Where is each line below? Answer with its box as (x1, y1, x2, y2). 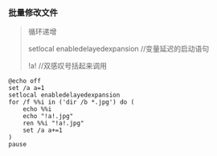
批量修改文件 (8, 6, 59, 18)
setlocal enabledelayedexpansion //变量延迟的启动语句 (27, 44, 210, 54)
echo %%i (23, 105, 52, 113)
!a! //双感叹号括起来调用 (27, 61, 107, 71)
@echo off (8, 77, 42, 85)
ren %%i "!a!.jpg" (23, 119, 84, 128)
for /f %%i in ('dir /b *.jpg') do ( (8, 98, 135, 106)
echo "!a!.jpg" (23, 113, 74, 121)
